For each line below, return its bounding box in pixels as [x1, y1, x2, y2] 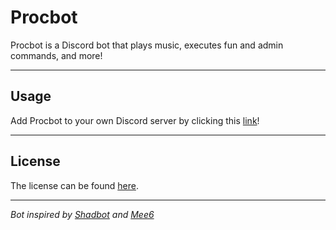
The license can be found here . [10, 179, 139, 191]
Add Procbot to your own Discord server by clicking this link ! [10, 114, 260, 126]
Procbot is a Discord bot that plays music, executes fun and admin [10, 39, 284, 51]
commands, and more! [10, 49, 103, 61]
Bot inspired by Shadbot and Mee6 [10, 208, 155, 220]
